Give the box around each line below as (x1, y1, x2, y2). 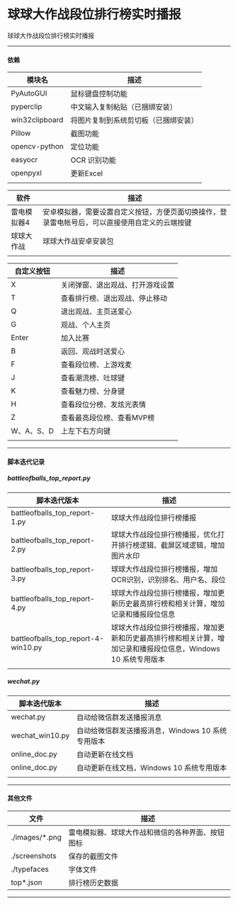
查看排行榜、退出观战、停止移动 (60, 293, 168, 303)
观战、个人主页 (60, 320, 111, 330)
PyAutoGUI (11, 89, 47, 98)
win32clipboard (11, 115, 64, 125)
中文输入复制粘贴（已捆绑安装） (70, 102, 177, 112)
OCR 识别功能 (70, 155, 117, 165)
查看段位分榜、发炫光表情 (60, 399, 147, 409)
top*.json (11, 877, 42, 887)
